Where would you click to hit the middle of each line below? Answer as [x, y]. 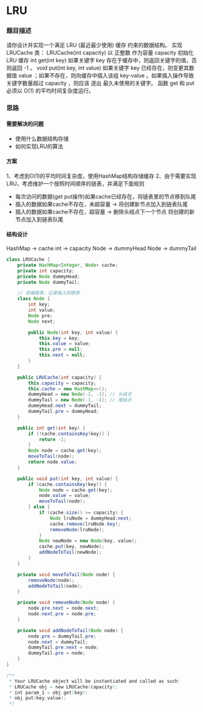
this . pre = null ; [61, 350]
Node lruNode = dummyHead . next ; [91, 518]
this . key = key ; [59, 338]
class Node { [34, 299]
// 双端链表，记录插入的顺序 [49, 293]
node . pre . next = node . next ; [64, 608]
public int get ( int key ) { [51, 428]
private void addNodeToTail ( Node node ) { [70, 630]
